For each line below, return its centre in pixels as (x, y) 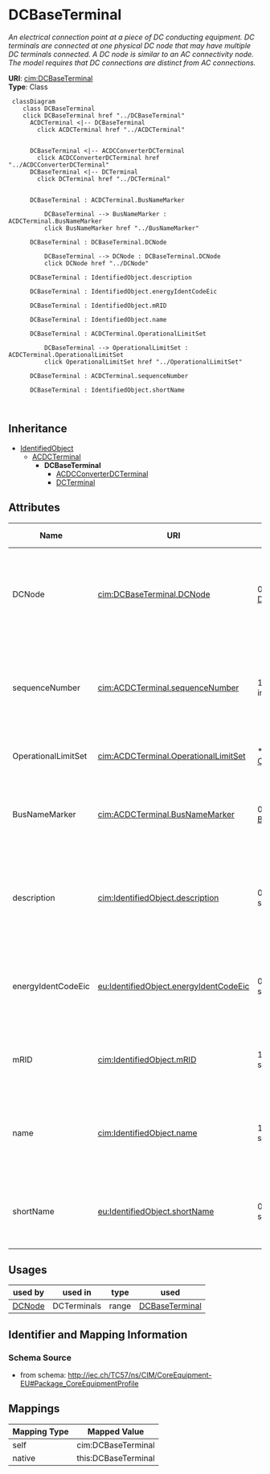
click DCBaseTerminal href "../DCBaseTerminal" (104, 115)
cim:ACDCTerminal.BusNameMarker (166, 814)
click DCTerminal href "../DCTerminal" (104, 179)
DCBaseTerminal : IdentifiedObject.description (111, 277)
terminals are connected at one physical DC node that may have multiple (130, 45)
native (24, 1458)
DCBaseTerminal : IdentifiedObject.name (98, 319)
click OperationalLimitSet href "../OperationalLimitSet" (143, 362)
